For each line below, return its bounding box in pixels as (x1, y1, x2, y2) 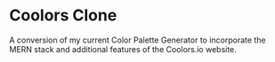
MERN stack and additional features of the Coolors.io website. (9, 43, 238, 54)
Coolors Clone (9, 5, 117, 26)
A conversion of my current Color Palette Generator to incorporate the (9, 35, 266, 45)
